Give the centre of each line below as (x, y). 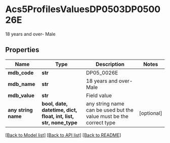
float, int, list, (58, 116)
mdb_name (22, 84)
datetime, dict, (59, 110)
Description (110, 64)
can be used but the (110, 110)
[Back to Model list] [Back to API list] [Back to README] (63, 135)
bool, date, (55, 104)
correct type (100, 122)
